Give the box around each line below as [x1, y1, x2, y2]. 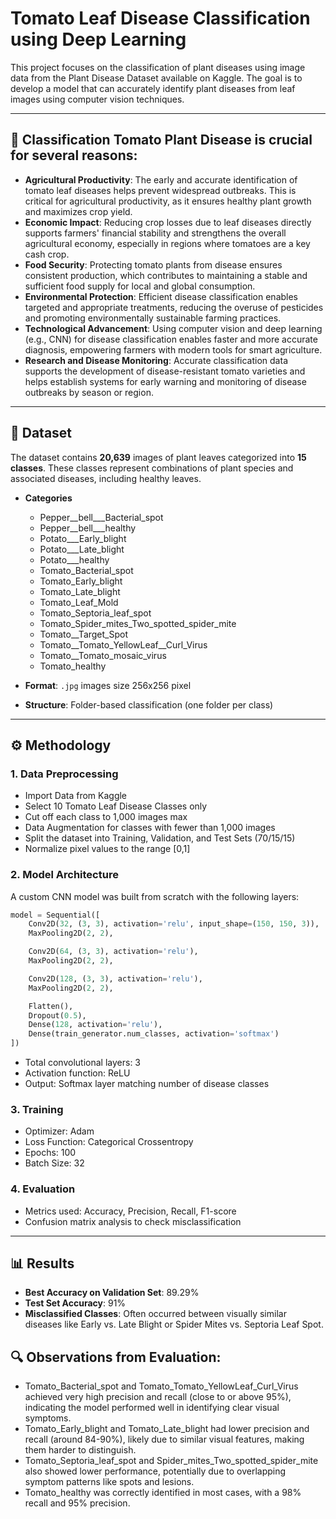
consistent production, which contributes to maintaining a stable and [24, 269, 308, 281]
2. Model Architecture [10, 868, 119, 882]
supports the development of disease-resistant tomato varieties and [24, 365, 306, 377]
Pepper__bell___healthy [39, 522, 137, 534]
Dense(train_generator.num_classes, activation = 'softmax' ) [28, 1029, 280, 1039]
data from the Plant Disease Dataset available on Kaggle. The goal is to [10, 72, 303, 84]
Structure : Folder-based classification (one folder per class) [24, 698, 274, 711]
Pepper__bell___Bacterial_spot [39, 511, 164, 523]
